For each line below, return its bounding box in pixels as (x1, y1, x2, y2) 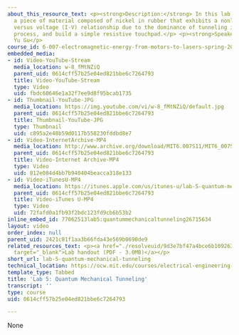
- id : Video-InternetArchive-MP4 (7, 136, 107, 143)
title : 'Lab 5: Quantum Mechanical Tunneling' (7, 275, 148, 282)
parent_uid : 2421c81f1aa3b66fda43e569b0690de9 (7, 236, 148, 243)
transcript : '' (7, 282, 53, 289)
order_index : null (7, 229, 62, 236)
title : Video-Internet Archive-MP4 (14, 156, 119, 164)
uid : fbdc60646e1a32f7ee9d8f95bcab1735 (14, 90, 132, 97)
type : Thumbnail (14, 123, 62, 130)
